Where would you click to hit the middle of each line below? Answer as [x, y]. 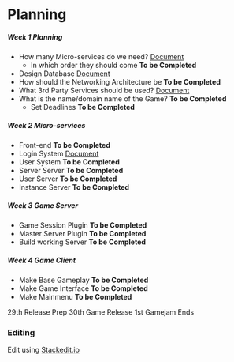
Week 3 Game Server [43, 205]
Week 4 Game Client [42, 260]
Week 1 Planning [35, 36]
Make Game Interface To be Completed [83, 288]
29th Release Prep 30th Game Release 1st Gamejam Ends [101, 312]
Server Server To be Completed [71, 171]
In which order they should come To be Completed [113, 66]
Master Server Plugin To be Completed [82, 234]
